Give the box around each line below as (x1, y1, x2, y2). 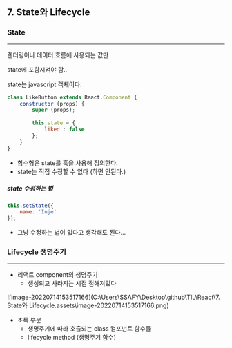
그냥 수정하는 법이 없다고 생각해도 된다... (17, 229, 126, 237)
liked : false (43, 126, 85, 133)
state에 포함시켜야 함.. (7, 65, 68, 74)
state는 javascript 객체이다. (7, 80, 82, 88)
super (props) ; (32, 106, 76, 114)
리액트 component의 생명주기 (17, 271, 98, 279)
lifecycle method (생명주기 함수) (27, 333, 116, 342)
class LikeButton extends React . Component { (7, 94, 137, 101)
